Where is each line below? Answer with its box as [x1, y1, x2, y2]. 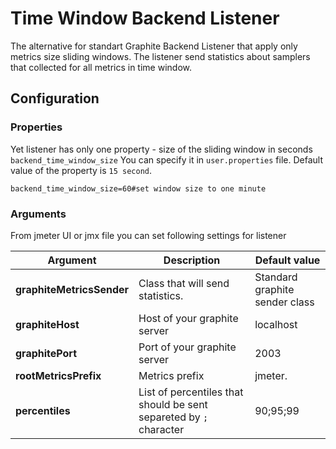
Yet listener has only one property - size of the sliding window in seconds [10, 143, 313, 155]
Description [163, 253, 221, 267]
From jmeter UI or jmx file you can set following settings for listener [10, 229, 287, 241]
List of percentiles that [138, 385, 244, 399]
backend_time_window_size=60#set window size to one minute [10, 183, 267, 194]
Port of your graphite [138, 340, 237, 354]
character [138, 422, 185, 436]
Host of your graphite [138, 311, 239, 325]
